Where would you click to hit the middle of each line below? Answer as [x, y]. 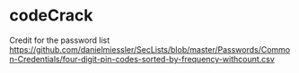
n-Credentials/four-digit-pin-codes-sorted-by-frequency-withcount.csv [142, 59]
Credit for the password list [60, 40]
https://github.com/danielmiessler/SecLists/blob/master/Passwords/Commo [150, 49]
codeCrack [51, 16]
